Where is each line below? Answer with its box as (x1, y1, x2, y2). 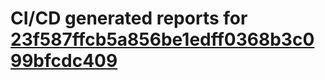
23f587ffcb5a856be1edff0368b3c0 (10, 28, 315, 51)
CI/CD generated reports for (10, 7, 248, 30)
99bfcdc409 (10, 50, 118, 72)
